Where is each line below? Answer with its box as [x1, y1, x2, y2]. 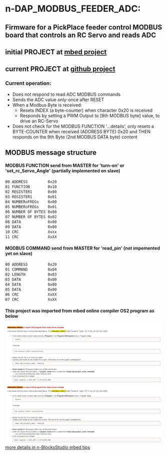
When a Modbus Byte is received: [12, 102, 82, 108]
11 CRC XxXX [5, 235, 57, 240]
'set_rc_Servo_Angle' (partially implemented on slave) [5, 167, 120, 173]
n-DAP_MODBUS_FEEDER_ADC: [5, 3, 141, 15]
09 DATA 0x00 [5, 224, 57, 230]
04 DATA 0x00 [5, 282, 57, 287]
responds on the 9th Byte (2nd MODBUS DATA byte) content [12, 134, 137, 140]
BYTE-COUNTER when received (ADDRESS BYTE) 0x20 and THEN [12, 128, 151, 134]
